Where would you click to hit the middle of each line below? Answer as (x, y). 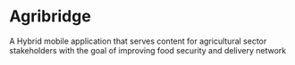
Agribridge (50, 16)
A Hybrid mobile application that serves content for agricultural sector (138, 41)
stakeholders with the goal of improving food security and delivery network (148, 50)
